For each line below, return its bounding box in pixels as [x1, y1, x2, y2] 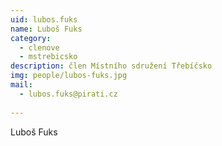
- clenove [19, 42, 60, 53]
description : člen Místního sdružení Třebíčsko [10, 61, 213, 71]
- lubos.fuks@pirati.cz [19, 89, 118, 99]
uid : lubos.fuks [10, 14, 78, 25]
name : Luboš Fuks [10, 24, 83, 34]
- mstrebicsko [19, 52, 78, 62]
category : [10, 33, 52, 43]
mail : [10, 80, 33, 90]
